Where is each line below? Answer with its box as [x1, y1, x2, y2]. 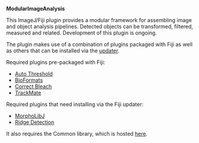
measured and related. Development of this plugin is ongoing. [6, 29, 157, 36]
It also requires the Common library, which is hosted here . [6, 130, 148, 137]
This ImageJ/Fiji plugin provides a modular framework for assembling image [6, 17, 192, 23]
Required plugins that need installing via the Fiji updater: [6, 101, 144, 108]
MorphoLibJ [14, 113, 45, 119]
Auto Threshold [14, 70, 53, 77]
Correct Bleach [14, 83, 52, 90]
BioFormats [14, 77, 43, 83]
